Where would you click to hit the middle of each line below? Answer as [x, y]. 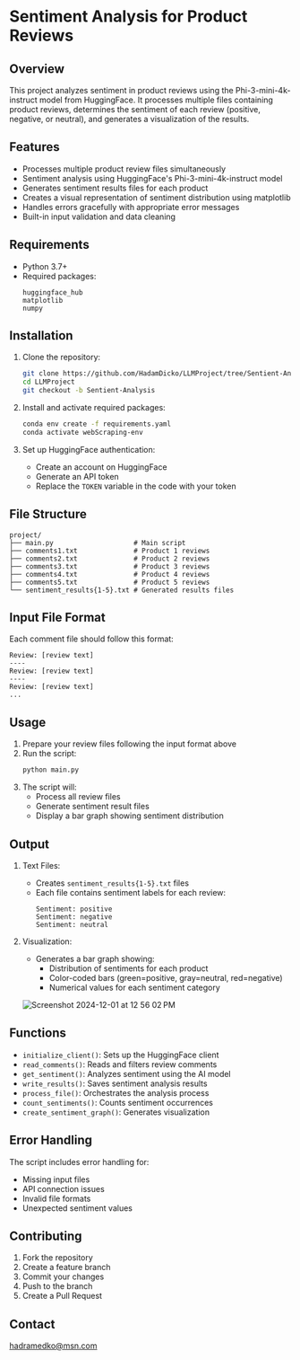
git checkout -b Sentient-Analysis [89, 391]
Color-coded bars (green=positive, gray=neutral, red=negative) [166, 977]
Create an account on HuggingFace [101, 467]
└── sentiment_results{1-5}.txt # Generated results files [122, 590]
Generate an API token [77, 476]
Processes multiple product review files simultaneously [124, 169]
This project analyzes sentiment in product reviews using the [122, 90]
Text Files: [41, 865]
